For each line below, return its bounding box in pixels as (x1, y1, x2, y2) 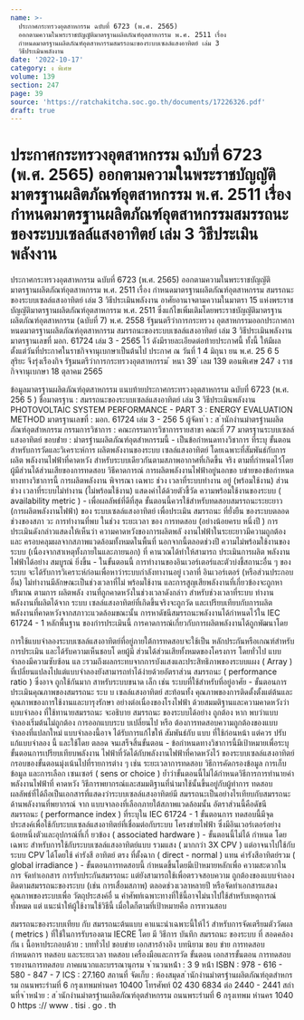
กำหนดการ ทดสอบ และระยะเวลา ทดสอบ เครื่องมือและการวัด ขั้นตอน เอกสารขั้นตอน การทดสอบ (10, 949, 291, 960)
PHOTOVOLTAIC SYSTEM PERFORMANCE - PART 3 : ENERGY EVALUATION (10, 405, 293, 415)
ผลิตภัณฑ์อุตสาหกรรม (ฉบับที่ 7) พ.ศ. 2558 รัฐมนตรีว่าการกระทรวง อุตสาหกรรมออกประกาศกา (10, 315, 295, 326)
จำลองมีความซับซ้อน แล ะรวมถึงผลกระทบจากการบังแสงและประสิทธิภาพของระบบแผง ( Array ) (10, 656, 293, 667)
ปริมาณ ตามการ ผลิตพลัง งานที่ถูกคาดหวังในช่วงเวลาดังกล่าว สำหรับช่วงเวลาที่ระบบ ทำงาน (10, 587, 274, 598)
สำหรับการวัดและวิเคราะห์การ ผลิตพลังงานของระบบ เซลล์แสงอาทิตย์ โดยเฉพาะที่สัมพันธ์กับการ (10, 444, 286, 455)
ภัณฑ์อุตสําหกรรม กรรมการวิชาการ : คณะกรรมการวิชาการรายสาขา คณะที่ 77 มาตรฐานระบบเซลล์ (10, 424, 295, 435)
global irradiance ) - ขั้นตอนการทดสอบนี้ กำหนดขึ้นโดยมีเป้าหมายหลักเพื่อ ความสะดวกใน (10, 860, 287, 871)
